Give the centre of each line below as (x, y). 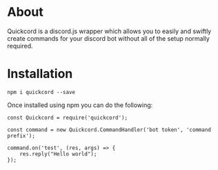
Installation (40, 74)
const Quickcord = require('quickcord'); (68, 117)
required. (20, 46)
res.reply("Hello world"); (58, 154)
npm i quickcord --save (41, 92)
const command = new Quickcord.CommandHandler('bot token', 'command (109, 130)
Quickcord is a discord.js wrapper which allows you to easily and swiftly (109, 31)
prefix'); (21, 135)
